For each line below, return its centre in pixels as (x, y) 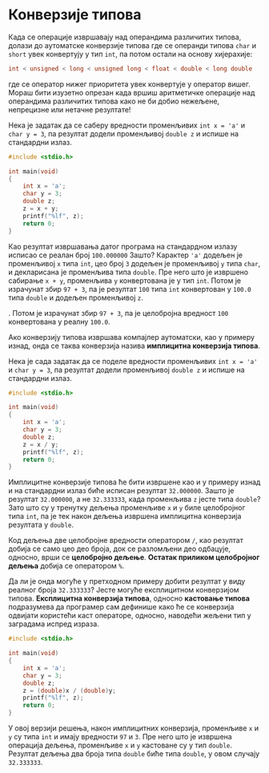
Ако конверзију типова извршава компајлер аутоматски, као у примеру (131, 337)
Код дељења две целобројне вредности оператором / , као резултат (126, 540)
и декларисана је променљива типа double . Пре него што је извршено (128, 272)
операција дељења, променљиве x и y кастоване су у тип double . (120, 745)
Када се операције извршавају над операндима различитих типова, (125, 37)
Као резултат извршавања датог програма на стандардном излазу (123, 246)
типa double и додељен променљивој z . (76, 297)
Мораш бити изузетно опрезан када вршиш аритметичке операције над (132, 92)
